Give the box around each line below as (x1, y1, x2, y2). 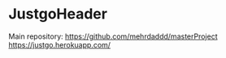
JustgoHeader (8, 5, 108, 23)
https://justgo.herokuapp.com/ (8, 39, 111, 49)
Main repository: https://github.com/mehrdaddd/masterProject (8, 31, 218, 41)
